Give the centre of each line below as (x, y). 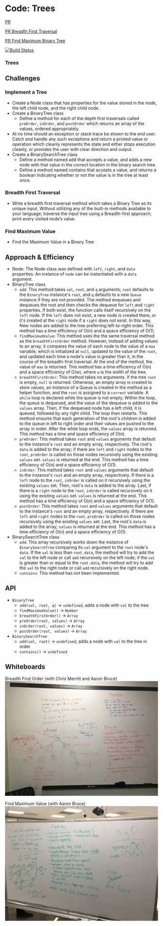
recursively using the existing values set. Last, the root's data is (83, 521)
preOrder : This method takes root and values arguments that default (88, 439)
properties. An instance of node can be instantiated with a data (74, 274)
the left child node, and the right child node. (56, 108)
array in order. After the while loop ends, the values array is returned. (88, 429)
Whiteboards (25, 667)
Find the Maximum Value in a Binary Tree (53, 242)
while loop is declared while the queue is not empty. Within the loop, (88, 397)
